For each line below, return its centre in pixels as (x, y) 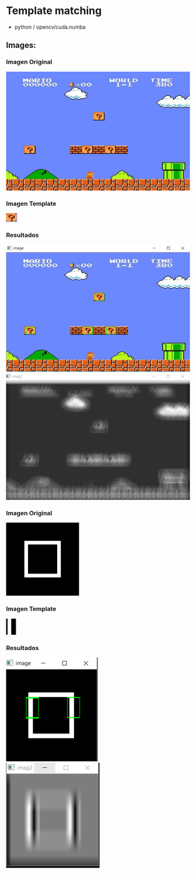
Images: (21, 45)
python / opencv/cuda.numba (50, 27)
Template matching (54, 11)
